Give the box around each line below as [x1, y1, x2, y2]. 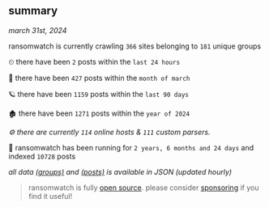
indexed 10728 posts [8, 151, 76, 161]
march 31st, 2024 [8, 25, 67, 35]
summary [8, 4, 58, 18]
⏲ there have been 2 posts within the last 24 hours [8, 57, 181, 66]
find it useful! [28, 191, 73, 201]
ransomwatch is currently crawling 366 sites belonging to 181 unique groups [8, 41, 262, 51]
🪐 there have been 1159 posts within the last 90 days [8, 89, 189, 99]
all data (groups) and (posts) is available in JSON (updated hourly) [8, 167, 233, 176]
